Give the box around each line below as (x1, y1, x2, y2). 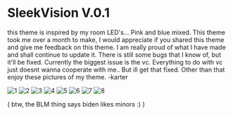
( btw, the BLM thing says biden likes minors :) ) (7, 100, 146, 108)
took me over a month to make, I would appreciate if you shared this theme (7, 35, 225, 43)
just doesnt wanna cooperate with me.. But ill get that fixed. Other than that (7, 65, 225, 74)
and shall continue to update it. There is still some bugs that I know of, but (7, 50, 222, 59)
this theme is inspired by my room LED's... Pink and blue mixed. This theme (7, 28, 225, 36)
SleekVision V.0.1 (7, 5, 111, 21)
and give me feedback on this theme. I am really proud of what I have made (7, 43, 227, 51)
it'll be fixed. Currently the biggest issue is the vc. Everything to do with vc (7, 57, 223, 66)
